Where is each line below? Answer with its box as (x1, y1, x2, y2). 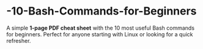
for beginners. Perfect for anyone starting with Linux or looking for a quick (6, 30, 194, 38)
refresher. (6, 37, 31, 44)
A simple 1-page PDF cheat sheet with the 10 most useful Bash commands (6, 24, 194, 31)
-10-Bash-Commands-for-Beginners (6, 4, 197, 18)
